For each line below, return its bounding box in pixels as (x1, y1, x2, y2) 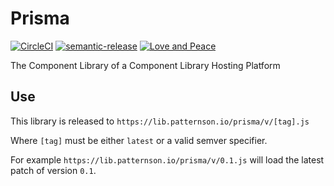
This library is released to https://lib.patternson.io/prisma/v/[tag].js (10, 115, 310, 127)
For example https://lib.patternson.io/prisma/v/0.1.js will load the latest (10, 153, 325, 166)
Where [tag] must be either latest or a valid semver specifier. (10, 134, 268, 146)
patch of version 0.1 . (10, 164, 97, 176)
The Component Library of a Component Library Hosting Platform (10, 59, 281, 71)
